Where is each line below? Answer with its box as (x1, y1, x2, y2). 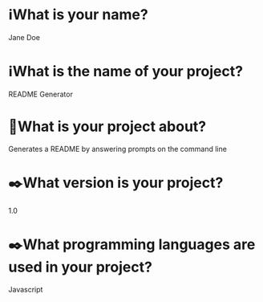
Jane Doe (8, 32, 40, 42)
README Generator (8, 89, 74, 99)
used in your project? (8, 258, 152, 276)
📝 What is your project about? (8, 117, 207, 136)
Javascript (8, 284, 43, 294)
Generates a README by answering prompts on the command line (8, 144, 227, 153)
